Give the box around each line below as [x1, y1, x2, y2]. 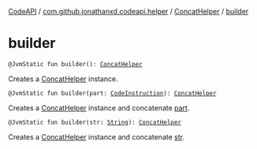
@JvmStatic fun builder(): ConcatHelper [8, 60, 143, 68]
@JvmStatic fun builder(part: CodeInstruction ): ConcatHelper [8, 89, 217, 97]
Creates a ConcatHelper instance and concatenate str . [8, 132, 185, 141]
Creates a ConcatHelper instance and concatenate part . [8, 102, 190, 113]
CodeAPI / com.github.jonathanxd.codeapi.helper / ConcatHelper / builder [8, 7, 249, 16]
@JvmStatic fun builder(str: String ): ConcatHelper [8, 118, 181, 126]
